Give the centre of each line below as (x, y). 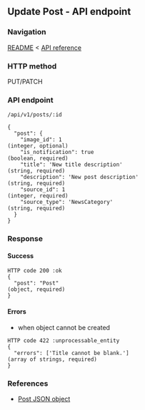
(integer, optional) (38, 146)
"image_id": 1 (41, 140)
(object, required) (36, 289)
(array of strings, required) (52, 359)
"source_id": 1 (43, 190)
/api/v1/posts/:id (35, 115)
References (28, 383)
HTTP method (32, 66)
